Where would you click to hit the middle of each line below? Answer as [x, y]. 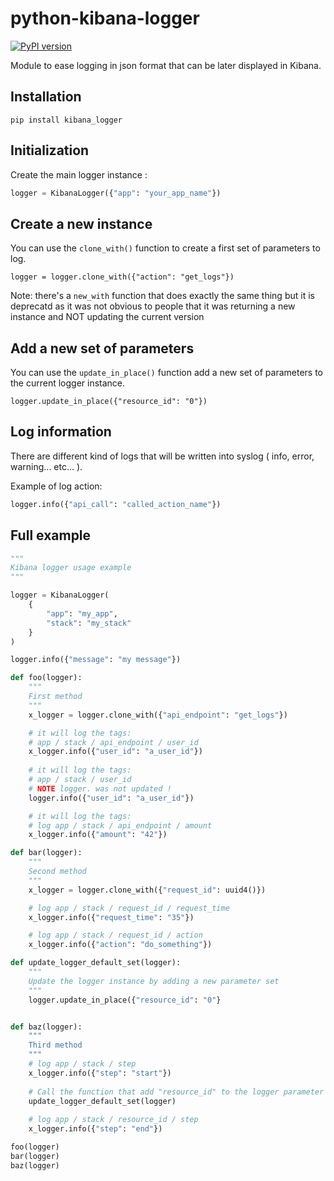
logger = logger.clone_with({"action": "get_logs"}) [122, 277]
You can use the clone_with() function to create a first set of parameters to [165, 248]
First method [55, 697]
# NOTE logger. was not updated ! [100, 788]
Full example [51, 535]
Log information [61, 432]
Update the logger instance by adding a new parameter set [154, 981]
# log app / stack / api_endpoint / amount [120, 825]
